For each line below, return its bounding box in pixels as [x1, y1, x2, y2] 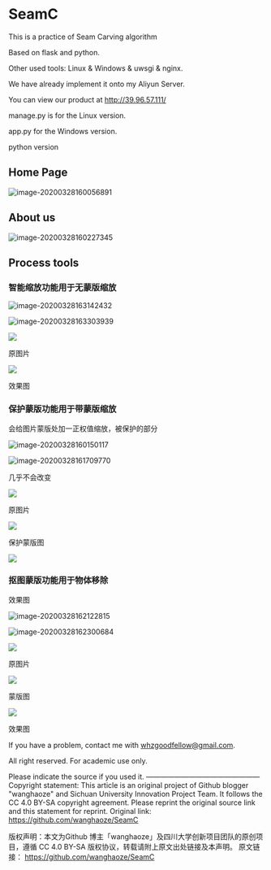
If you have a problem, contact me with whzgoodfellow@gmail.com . [8, 740, 235, 750]
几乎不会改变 [8, 472, 51, 482]
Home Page [8, 166, 68, 180]
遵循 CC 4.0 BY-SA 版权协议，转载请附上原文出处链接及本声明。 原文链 [22, 842, 260, 851]
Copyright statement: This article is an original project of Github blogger [8, 780, 249, 790]
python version [8, 141, 59, 151]
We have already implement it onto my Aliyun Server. [8, 79, 185, 89]
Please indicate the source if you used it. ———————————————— [8, 772, 260, 781]
